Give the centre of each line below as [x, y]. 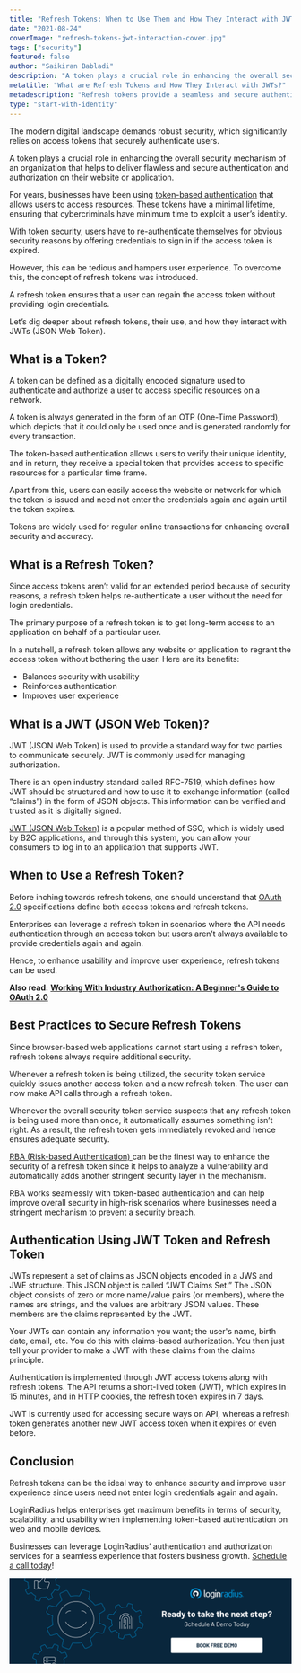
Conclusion [42, 1461]
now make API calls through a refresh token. [91, 1093]
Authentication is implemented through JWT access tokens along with [139, 1377]
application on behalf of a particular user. [85, 633]
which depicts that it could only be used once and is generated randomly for [150, 427]
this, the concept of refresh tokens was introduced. [104, 277]
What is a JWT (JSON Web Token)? [110, 724]
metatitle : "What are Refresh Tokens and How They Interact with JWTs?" [148, 85]
